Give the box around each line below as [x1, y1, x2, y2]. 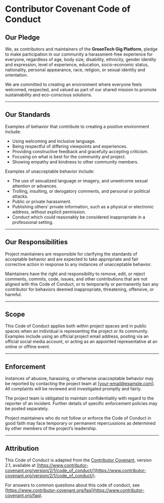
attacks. [12, 193, 28, 199]
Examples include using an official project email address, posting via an [5, 333, 149, 340]
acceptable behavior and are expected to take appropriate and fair [5, 256, 139, 262]
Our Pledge [5, 33, 40, 41]
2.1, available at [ [5, 463, 39, 468]
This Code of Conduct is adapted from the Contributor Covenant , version [5, 457, 152, 463]
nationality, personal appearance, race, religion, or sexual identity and [5, 67, 145, 73]
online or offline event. [5, 344, 50, 350]
